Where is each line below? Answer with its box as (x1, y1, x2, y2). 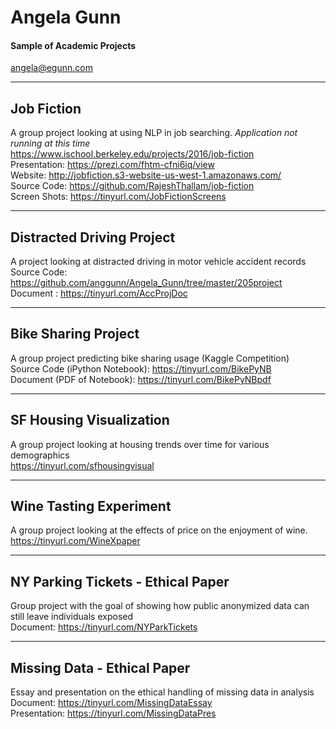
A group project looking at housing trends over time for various (10, 438, 270, 450)
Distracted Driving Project (10, 229, 176, 246)
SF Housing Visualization (10, 412, 170, 429)
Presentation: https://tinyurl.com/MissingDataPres (10, 707, 217, 720)
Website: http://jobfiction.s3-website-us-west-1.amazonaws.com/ (10, 169, 282, 181)
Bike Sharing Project (10, 326, 140, 343)
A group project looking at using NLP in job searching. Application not (10, 127, 298, 139)
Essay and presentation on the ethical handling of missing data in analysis (10, 686, 315, 698)
